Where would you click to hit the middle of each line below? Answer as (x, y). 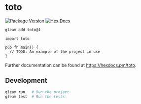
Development (26, 81)
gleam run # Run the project (37, 92)
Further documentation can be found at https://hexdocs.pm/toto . (71, 65)
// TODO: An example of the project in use (55, 52)
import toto (17, 38)
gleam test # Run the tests (35, 97)
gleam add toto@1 (23, 30)
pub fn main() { (22, 47)
